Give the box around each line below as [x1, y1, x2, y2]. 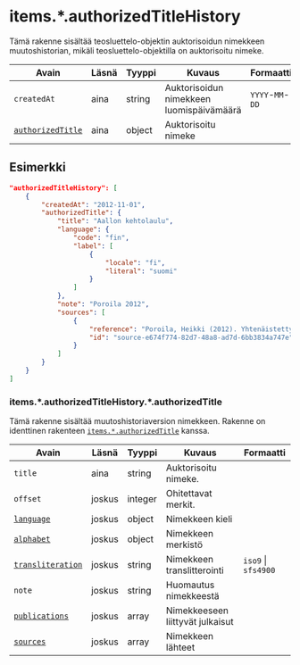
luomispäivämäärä [164, 104, 242, 116]
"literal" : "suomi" [104, 266, 178, 276]
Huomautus [165, 578, 215, 591]
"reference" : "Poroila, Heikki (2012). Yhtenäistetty [88, 324, 294, 334]
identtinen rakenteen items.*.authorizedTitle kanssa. [9, 426, 210, 436]
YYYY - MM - [249, 87, 290, 100]
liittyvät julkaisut [165, 616, 234, 628]
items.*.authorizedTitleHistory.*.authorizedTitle [9, 395, 223, 408]
